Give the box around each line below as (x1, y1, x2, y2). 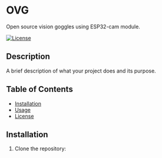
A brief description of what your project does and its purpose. (6, 67, 156, 74)
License (14, 113, 34, 120)
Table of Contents (6, 84, 74, 94)
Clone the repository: (14, 145, 67, 152)
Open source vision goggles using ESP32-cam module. (6, 23, 140, 30)
